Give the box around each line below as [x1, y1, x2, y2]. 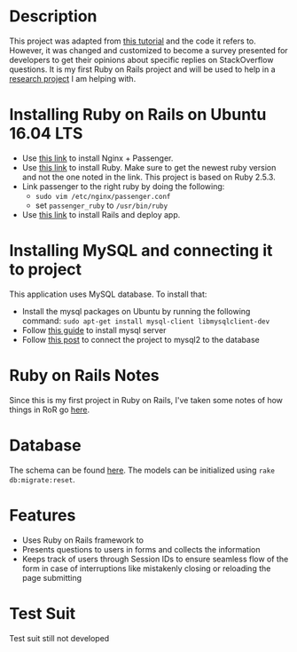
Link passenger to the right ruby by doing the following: [21, 180, 225, 192]
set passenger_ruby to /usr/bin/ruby [35, 200, 168, 211]
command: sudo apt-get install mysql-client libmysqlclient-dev [21, 315, 270, 326]
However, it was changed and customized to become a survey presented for [9, 44, 288, 55]
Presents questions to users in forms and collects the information [21, 544, 261, 554]
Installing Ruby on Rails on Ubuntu [9, 105, 267, 125]
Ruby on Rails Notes [9, 366, 160, 386]
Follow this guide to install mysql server [21, 324, 167, 335]
